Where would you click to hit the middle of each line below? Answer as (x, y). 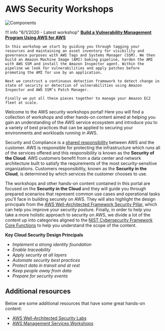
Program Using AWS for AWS (35, 37)
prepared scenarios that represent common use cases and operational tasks (82, 194)
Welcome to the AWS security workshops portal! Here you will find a (74, 111)
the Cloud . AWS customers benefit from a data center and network (73, 158)
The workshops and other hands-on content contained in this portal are (78, 183)
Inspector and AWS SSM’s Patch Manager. (47, 90)
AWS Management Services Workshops (53, 323)
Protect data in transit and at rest (46, 265)
